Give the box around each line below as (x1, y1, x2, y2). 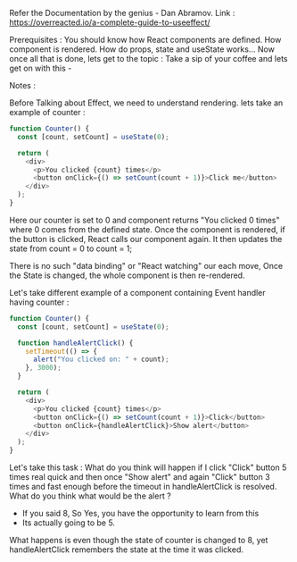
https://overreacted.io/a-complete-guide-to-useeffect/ (9, 17, 211, 28)
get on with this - (9, 63, 72, 73)
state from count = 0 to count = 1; (9, 243, 133, 254)
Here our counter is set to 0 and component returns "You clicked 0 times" (9, 214, 280, 225)
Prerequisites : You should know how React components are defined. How (9, 35, 282, 45)
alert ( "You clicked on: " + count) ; (32, 355, 169, 365)
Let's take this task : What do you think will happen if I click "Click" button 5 (9, 462, 287, 473)
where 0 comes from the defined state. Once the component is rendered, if (9, 223, 285, 235)
